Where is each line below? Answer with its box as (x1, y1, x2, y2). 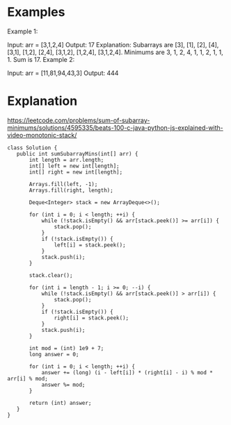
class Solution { (7, 144, 58, 151)
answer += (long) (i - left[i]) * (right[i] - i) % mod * (41, 369, 214, 376)
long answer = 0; (29, 351, 79, 358)
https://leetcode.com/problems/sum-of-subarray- (7, 116, 150, 124)
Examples (7, 4, 65, 20)
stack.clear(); (29, 272, 73, 278)
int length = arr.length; (29, 156, 104, 163)
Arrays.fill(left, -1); (29, 181, 98, 187)
